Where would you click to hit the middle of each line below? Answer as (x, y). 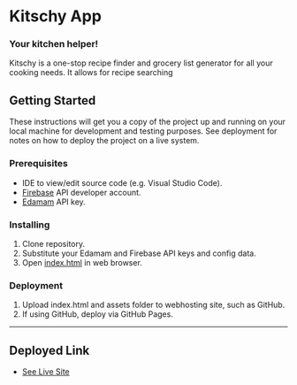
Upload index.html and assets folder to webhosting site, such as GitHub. (153, 305)
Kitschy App (55, 16)
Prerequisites (38, 164)
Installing (30, 225)
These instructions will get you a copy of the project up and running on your (147, 122)
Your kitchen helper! (54, 44)
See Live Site (46, 372)
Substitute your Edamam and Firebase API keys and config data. (139, 253)
